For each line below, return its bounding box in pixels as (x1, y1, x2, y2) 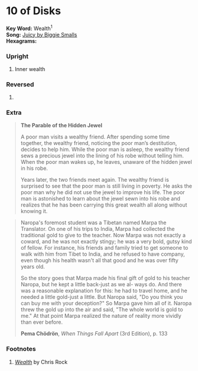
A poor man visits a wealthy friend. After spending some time (20, 133, 170, 140)
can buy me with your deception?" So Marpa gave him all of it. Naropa (20, 300, 192, 307)
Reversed (6, 80, 34, 88)
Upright (6, 52, 28, 60)
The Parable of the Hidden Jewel (20, 122, 102, 129)
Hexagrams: (6, 37, 37, 44)
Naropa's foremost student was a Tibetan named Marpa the (20, 219, 167, 226)
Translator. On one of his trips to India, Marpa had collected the (20, 225, 175, 233)
